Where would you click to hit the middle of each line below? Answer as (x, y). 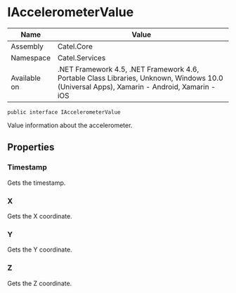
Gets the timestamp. (37, 183)
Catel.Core (75, 46)
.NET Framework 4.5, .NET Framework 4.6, (128, 69)
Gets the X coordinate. (40, 216)
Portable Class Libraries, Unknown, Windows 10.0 (140, 78)
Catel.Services (81, 58)
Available (26, 78)
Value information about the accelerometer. (70, 125)
